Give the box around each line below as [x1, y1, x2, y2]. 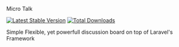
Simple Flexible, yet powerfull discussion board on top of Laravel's [6, 28, 174, 36]
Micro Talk [6, 5, 33, 12]
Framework [6, 35, 35, 42]
